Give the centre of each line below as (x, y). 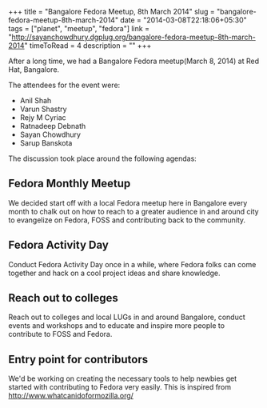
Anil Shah (36, 100)
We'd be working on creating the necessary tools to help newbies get (123, 378)
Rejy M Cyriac (43, 118)
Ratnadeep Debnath (53, 126)
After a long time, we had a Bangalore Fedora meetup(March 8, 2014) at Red (134, 61)
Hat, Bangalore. (34, 70)
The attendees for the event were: (64, 85)
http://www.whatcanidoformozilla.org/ (71, 396)
